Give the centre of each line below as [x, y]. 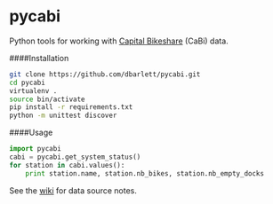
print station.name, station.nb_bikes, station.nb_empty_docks [145, 173]
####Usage [31, 133]
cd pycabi [28, 82]
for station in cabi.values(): [67, 165]
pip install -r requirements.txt [71, 107]
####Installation [39, 58]
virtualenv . [33, 90]
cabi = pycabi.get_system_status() [75, 157]
